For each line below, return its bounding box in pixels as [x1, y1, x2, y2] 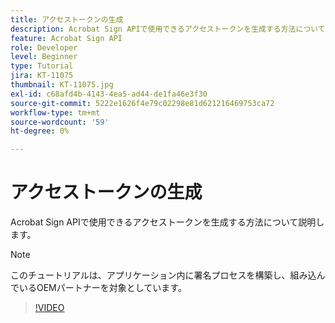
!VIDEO [34, 302, 65, 314]
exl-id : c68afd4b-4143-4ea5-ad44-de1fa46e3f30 [10, 89, 208, 99]
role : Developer [10, 42, 78, 53]
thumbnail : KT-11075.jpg [10, 80, 114, 90]
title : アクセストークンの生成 [10, 14, 124, 25]
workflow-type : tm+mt [10, 107, 101, 118]
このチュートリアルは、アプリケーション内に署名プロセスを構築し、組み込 [10, 269, 317, 281]
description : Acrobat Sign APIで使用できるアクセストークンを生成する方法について [10, 24, 326, 34]
